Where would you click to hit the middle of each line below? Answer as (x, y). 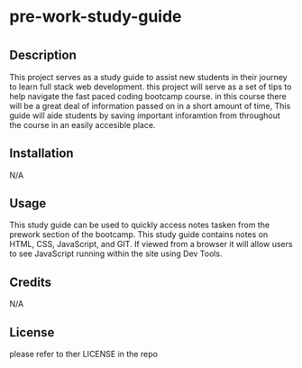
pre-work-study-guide (96, 17)
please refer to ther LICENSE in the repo (83, 354)
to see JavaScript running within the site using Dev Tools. (116, 253)
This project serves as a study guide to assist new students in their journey (148, 77)
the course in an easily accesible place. (82, 124)
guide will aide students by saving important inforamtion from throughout (145, 115)
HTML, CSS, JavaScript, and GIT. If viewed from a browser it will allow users (151, 244)
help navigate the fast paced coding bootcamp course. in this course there (148, 96)
